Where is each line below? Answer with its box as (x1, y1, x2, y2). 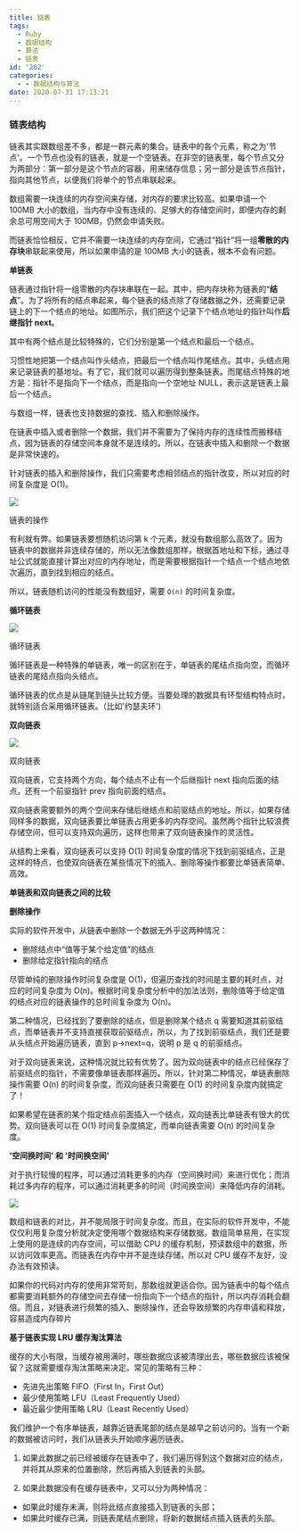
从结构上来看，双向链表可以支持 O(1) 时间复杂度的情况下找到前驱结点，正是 (9, 845, 287, 857)
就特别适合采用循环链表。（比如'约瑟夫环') (9, 700, 162, 711)
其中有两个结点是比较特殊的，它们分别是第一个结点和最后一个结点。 (9, 335, 259, 346)
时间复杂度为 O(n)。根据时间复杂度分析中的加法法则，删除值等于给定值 (24, 985, 286, 996)
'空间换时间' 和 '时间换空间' (9, 1150, 109, 1161)
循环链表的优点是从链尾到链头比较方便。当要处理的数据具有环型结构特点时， (9, 689, 290, 700)
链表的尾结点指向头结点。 (9, 670, 103, 681)
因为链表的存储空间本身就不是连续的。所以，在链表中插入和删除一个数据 (24, 437, 290, 448)
